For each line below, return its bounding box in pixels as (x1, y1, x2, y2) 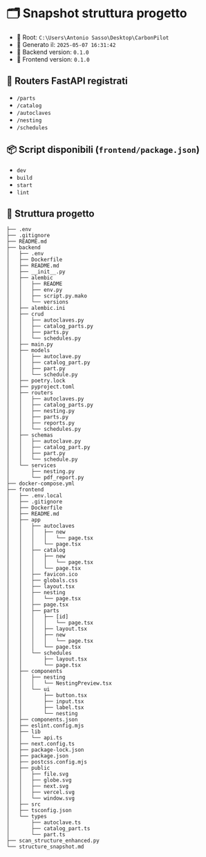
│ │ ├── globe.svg (6, 777, 72, 784)
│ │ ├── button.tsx (6, 692, 88, 699)
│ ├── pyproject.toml (6, 383, 75, 391)
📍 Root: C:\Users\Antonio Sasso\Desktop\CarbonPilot (16, 33, 169, 42)
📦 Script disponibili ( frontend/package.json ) (6, 144, 200, 156)
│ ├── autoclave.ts (6, 819, 81, 827)
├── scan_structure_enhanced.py (6, 838, 100, 845)
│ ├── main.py (6, 341, 53, 348)
